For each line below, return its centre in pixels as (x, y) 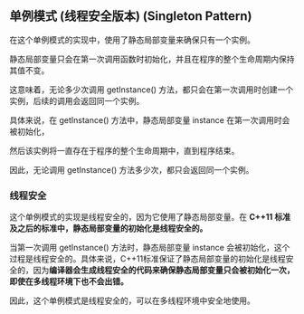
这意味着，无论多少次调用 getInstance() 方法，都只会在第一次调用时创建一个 (152, 90)
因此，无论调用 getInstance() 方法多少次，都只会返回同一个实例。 (132, 169)
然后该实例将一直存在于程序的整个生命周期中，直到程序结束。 (124, 150)
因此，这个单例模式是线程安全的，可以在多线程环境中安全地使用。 (132, 300)
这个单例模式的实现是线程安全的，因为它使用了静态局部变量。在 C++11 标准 (150, 217)
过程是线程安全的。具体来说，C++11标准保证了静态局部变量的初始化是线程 (148, 259)
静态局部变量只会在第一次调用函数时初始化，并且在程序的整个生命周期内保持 (152, 59)
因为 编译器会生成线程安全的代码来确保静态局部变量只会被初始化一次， (164, 271)
